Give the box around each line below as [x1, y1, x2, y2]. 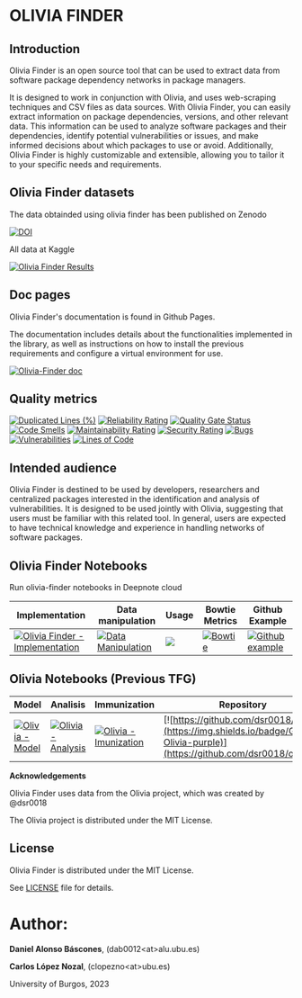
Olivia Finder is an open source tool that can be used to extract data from [9, 65, 280, 76]
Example [248, 615, 288, 627]
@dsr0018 [9, 797, 48, 808]
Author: [9, 913, 69, 934]
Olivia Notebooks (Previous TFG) [9, 671, 197, 687]
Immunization [93, 698, 155, 711]
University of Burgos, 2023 [9, 978, 110, 989]
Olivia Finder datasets [9, 185, 135, 201]
